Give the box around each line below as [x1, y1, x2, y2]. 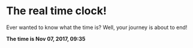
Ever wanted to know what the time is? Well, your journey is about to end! [6, 24, 188, 31]
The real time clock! [6, 4, 107, 18]
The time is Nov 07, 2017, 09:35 [6, 35, 86, 42]
